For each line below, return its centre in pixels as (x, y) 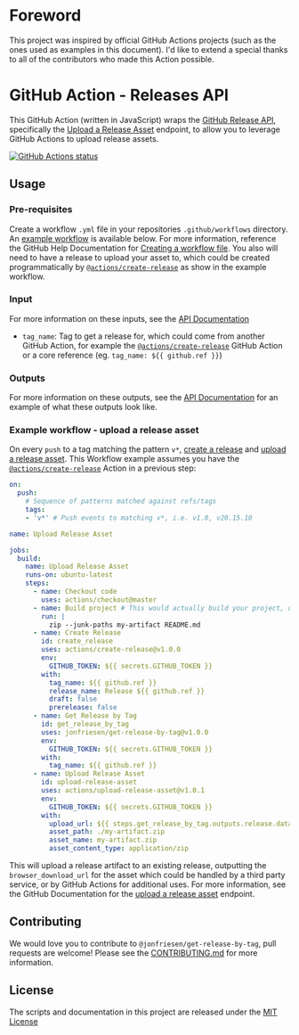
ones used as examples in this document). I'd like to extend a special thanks (149, 49)
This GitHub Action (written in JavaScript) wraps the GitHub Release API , (142, 119)
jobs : (19, 550)
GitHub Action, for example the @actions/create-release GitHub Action (152, 345)
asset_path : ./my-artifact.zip (107, 832)
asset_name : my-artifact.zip (103, 840)
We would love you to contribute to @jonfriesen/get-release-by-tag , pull (143, 943)
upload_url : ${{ (79, 824)
